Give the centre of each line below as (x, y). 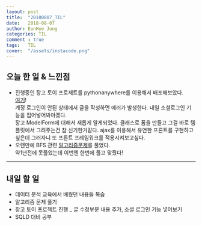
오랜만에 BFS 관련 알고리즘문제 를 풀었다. (63, 145)
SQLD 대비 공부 (33, 217)
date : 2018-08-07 (31, 23)
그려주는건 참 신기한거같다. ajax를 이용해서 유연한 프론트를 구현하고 (115, 130)
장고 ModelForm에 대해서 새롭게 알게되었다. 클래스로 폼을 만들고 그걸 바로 (102, 122)
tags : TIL (21, 46)
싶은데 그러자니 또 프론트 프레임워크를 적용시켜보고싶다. (80, 137)
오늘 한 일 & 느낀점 (38, 77)
